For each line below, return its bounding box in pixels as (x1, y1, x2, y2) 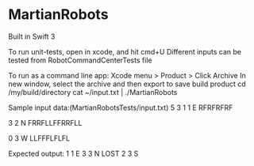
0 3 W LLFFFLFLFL (8, 133, 70, 143)
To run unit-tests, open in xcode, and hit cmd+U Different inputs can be (8, 47, 242, 56)
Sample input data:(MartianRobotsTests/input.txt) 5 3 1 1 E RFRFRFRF (8, 103, 233, 112)
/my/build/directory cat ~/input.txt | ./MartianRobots (8, 87, 178, 96)
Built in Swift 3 (8, 32, 56, 41)
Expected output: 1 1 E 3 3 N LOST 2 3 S (8, 149, 139, 158)
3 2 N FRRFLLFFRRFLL (8, 118, 83, 127)
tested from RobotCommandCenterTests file (8, 55, 152, 65)
